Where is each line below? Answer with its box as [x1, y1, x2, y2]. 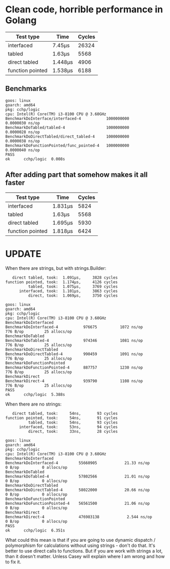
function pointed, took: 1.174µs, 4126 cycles [5, 279, 118, 285]
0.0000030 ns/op [5, 120, 40, 125]
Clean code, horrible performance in [5, 4, 163, 15]
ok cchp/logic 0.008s [5, 156, 66, 161]
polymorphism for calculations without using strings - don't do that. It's [5, 542, 155, 548]
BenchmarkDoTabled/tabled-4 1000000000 [5, 125, 130, 130]
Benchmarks [5, 84, 47, 93]
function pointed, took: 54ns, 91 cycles [5, 415, 118, 420]
